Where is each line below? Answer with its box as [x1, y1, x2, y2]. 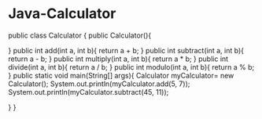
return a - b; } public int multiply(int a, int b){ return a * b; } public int [8, 54, 229, 63]
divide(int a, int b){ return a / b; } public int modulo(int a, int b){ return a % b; [8, 62, 255, 71]
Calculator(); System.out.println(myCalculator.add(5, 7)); [8, 79, 190, 88]
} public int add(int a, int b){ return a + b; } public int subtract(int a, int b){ [8, 45, 244, 55]
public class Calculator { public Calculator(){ [8, 31, 152, 40]
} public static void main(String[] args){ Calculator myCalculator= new [8, 70, 234, 80]
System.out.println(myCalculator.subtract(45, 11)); [8, 87, 169, 96]
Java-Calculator [8, 5, 116, 23]
